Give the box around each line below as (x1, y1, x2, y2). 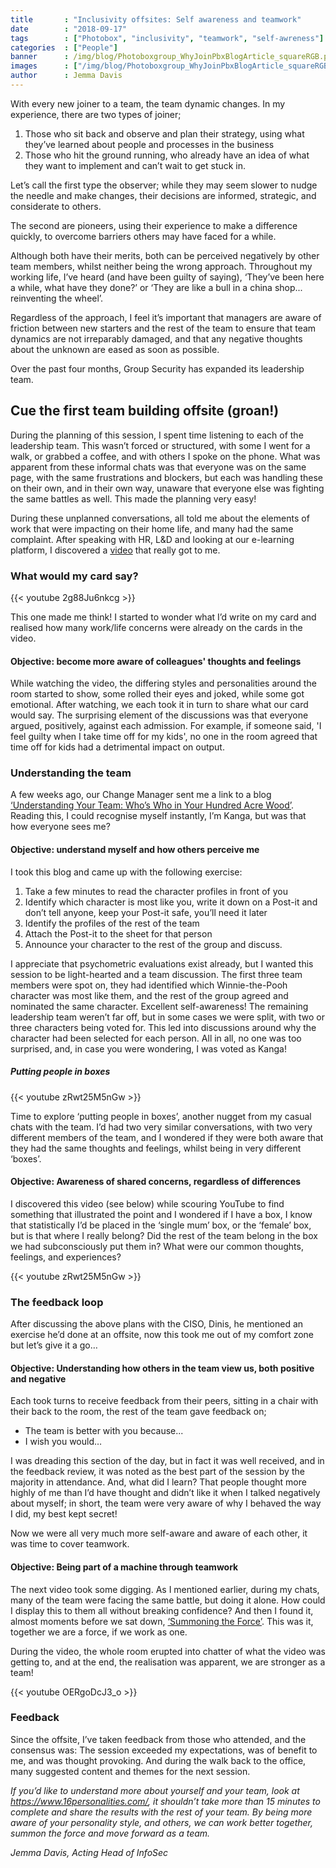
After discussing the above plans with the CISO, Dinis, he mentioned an (10, 1318, 304, 1330)
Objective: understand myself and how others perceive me (10, 844, 260, 856)
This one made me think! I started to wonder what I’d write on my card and (10, 611, 317, 623)
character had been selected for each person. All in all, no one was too (10, 1032, 302, 1044)
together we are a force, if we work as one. (10, 1626, 188, 1638)
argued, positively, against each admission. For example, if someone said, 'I (10, 720, 322, 732)
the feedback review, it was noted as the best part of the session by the (10, 1466, 305, 1478)
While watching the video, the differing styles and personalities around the (10, 677, 317, 690)
